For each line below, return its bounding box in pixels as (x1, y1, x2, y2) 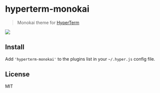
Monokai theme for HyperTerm (17, 20, 80, 25)
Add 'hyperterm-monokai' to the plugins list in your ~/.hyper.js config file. (5, 56, 156, 62)
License (5, 70, 30, 79)
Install (5, 43, 25, 51)
